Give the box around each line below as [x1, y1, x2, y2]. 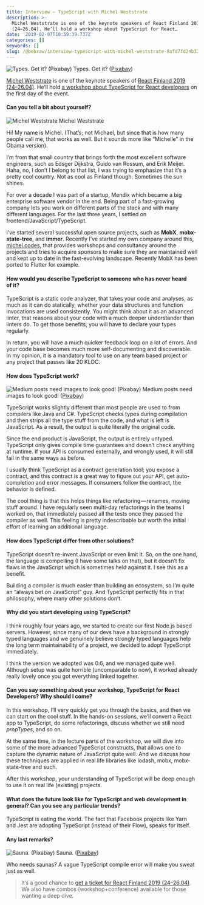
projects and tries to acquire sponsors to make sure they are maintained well [6, 248, 198, 255]
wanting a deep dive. [21, 892, 74, 900]
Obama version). [6, 142, 48, 149]
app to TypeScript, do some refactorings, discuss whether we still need [6, 719, 185, 726]
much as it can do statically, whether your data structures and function [6, 301, 183, 309]
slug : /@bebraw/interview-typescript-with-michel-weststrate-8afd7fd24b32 [6, 49, 200, 55]
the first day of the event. [6, 89, 70, 97]
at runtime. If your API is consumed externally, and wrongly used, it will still [6, 448, 194, 456]
